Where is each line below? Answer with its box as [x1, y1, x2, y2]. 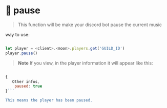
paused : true [14, 84, 43, 89]
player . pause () [5, 51, 38, 56]
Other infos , [12, 79, 40, 84]
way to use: [5, 31, 30, 37]
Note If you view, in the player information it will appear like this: [17, 60, 153, 66]
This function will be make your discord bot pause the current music [17, 21, 162, 28]
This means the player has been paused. [5, 98, 93, 103]
